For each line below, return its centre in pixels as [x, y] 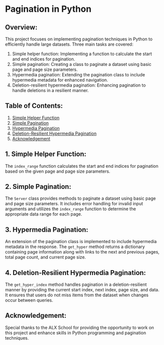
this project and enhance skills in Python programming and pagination [76, 333]
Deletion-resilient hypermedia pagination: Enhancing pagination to [79, 85]
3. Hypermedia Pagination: [47, 230]
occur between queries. [29, 300]
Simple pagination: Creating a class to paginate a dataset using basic [82, 64]
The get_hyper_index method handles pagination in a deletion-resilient [76, 284]
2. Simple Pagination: [38, 187]
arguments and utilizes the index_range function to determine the [70, 209]
